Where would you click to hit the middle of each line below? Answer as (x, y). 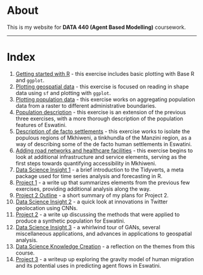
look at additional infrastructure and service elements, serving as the (101, 156)
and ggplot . (30, 80)
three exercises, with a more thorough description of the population (99, 119)
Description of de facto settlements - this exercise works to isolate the (103, 131)
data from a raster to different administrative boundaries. (86, 105)
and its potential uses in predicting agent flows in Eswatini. (88, 265)
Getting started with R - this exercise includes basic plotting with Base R (105, 73)
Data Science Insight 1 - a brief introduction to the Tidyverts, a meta (100, 170)
